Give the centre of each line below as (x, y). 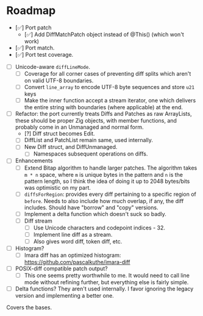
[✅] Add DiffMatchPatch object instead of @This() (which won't (104, 34)
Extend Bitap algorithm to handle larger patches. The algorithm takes (111, 168)
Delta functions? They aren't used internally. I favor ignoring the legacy (104, 289)
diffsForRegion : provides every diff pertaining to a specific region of (110, 194)
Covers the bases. (29, 307)
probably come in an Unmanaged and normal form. (80, 127)
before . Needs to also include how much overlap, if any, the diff (104, 201)
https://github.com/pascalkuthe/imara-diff (77, 262)
